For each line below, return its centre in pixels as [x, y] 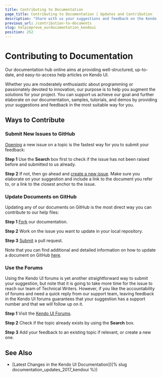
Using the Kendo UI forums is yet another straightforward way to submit [77, 278]
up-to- [141, 69]
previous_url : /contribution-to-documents [48, 23]
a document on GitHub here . [33, 255]
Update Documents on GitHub [41, 196]
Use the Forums [24, 268]
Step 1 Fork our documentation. [36, 222]
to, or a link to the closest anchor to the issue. [51, 184]
